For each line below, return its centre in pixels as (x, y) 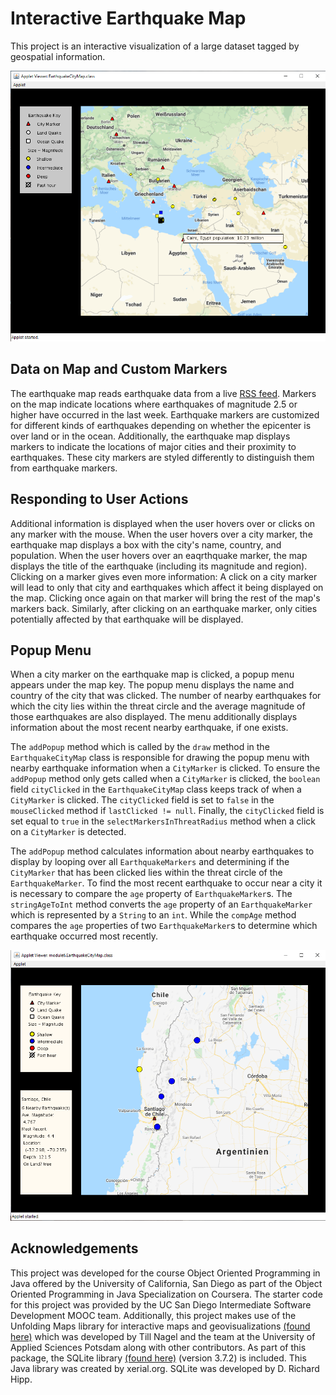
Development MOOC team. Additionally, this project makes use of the (153, 1315)
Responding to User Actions (99, 499)
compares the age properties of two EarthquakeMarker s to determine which (164, 926)
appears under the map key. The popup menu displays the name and (152, 685)
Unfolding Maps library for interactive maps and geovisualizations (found (160, 1326)
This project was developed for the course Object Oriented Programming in (165, 1273)
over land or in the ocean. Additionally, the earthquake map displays (150, 436)
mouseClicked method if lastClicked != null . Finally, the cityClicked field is (167, 811)
